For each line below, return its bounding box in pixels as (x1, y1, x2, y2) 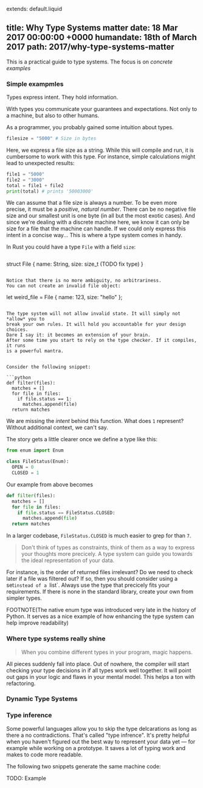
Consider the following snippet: (6, 364, 91, 371)
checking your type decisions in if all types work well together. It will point (6, 667, 191, 674)
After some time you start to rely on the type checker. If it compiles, (6, 338, 198, 344)
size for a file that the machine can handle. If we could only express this (6, 225, 187, 232)
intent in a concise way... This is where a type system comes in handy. (6, 232, 182, 239)
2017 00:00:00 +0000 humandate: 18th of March (6, 32, 198, 43)
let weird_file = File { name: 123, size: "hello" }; (6, 294, 123, 301)
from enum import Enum (6, 447, 64, 453)
